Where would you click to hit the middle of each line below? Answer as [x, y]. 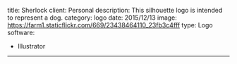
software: [21, 32]
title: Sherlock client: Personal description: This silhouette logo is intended [115, 10]
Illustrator [31, 46]
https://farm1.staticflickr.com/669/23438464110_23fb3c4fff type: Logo [110, 25]
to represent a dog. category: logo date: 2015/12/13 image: [92, 18]
